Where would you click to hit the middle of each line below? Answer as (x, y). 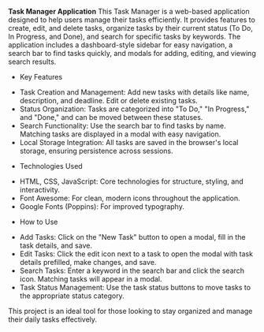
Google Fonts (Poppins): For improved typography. (102, 207)
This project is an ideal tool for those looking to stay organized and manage (130, 311)
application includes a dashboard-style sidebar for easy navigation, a (121, 45)
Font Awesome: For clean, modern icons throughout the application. (130, 198)
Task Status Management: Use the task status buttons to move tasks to (135, 287)
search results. (32, 62)
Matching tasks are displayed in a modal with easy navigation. (120, 134)
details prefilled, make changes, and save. (88, 262)
